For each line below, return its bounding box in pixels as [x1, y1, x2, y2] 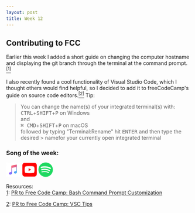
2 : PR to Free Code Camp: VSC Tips [6, 200, 93, 207]
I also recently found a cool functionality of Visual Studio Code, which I [6, 78, 177, 85]
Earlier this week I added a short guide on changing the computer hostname [6, 53, 190, 61]
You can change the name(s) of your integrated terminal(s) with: [20, 103, 176, 110]
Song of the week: [6, 149, 59, 157]
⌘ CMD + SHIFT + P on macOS [20, 122, 88, 129]
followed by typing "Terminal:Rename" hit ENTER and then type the [20, 128, 182, 135]
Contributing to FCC [6, 38, 81, 48]
